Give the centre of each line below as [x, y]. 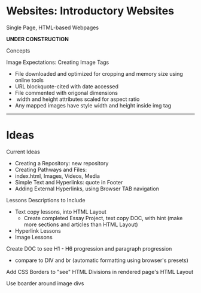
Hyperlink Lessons [38, 230]
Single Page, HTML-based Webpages [53, 27]
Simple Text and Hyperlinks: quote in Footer [69, 182]
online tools [29, 80]
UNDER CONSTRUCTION [37, 39]
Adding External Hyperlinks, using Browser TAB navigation [87, 189]
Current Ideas [23, 152]
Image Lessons [33, 237]
